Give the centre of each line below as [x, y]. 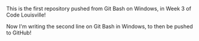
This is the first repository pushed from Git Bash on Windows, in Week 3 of [99, 9]
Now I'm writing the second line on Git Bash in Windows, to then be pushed [100, 26]
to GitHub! [19, 33]
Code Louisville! [26, 15]
